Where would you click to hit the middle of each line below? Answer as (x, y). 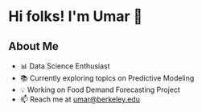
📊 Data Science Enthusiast (65, 66)
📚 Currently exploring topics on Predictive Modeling (107, 78)
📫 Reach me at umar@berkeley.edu (80, 99)
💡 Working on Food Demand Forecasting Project (100, 89)
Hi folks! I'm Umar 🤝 (76, 17)
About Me (33, 46)
